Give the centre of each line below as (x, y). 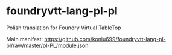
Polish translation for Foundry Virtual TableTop (64, 27)
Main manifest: (25, 39)
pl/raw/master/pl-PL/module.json (47, 45)
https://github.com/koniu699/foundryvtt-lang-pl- (105, 39)
